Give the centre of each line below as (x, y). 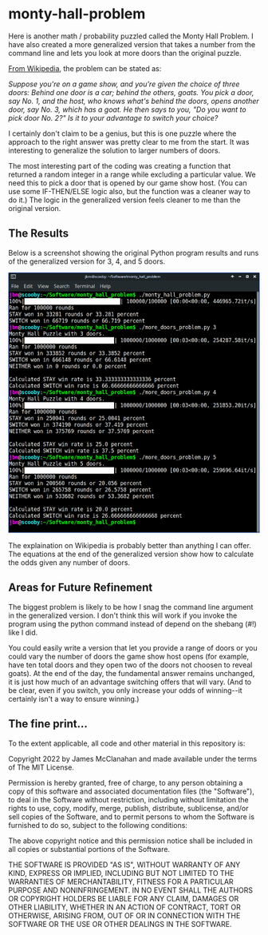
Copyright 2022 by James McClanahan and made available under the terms (133, 758)
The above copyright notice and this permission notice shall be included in (130, 841)
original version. (35, 208)
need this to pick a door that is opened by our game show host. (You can (128, 183)
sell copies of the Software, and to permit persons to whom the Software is (132, 817)
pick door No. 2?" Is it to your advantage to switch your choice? (113, 117)
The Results (39, 234)
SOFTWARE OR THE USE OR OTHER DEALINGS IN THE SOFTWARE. (120, 924)
